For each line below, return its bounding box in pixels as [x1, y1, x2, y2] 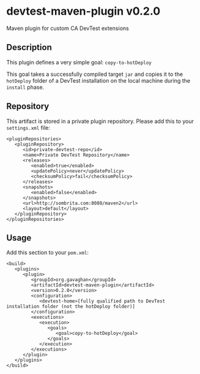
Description [6, 42, 52, 53]
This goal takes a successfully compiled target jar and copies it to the [6, 70, 183, 78]
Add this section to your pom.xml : [6, 249, 89, 256]
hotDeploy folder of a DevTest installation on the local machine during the [6, 77, 191, 84]
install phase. [6, 83, 45, 91]
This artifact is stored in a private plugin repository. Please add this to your [6, 118, 194, 125]
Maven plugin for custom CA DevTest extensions [6, 24, 130, 32]
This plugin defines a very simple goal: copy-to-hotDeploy [6, 58, 152, 65]
